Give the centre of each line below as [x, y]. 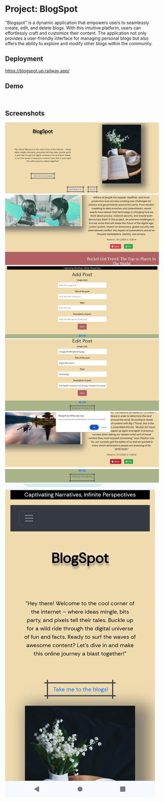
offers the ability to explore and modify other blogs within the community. [79, 43]
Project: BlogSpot [41, 9]
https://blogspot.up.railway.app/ [37, 71]
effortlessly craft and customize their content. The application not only [76, 33]
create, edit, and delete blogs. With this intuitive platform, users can [73, 27]
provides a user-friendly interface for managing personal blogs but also [77, 38]
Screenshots [25, 113]
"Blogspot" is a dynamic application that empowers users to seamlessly [77, 23]
